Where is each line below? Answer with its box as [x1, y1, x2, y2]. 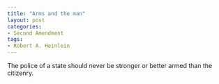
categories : [7, 23, 42, 30]
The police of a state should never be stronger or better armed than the [7, 62, 213, 69]
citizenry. [7, 69, 34, 77]
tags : [7, 36, 23, 43]
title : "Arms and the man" [7, 10, 86, 17]
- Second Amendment [7, 29, 64, 37]
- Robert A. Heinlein [7, 42, 70, 49]
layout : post [7, 17, 45, 24]
